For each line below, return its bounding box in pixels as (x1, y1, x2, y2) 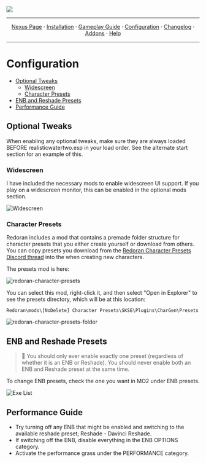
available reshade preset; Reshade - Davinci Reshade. (15, 430, 152, 437)
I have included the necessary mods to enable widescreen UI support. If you (6, 180, 199, 187)
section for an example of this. (6, 150, 83, 158)
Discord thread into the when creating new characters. (6, 254, 144, 261)
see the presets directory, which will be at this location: (6, 295, 146, 303)
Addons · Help (85, 29, 121, 37)
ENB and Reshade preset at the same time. (21, 365, 130, 373)
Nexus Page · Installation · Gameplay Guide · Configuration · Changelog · (11, 23, 195, 30)
